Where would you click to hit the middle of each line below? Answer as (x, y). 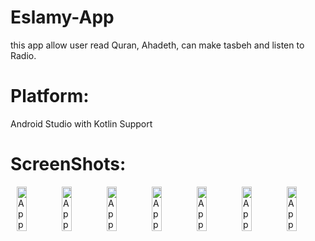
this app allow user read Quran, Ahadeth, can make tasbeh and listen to (157, 45)
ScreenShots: (68, 164)
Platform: (50, 96)
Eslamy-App (62, 17)
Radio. (23, 55)
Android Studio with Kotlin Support (81, 123)
